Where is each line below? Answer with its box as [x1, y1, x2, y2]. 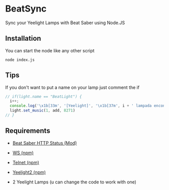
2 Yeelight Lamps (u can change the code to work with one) [12, 179, 137, 185]
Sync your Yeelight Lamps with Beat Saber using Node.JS [5, 20, 125, 26]
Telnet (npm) [12, 159, 39, 165]
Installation [5, 34, 41, 43]
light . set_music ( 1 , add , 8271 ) [10, 108, 75, 113]
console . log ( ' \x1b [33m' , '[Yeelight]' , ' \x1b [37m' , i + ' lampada [10, 104, 152, 109]
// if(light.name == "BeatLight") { [5, 94, 82, 99]
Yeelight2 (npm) [12, 169, 46, 175]
